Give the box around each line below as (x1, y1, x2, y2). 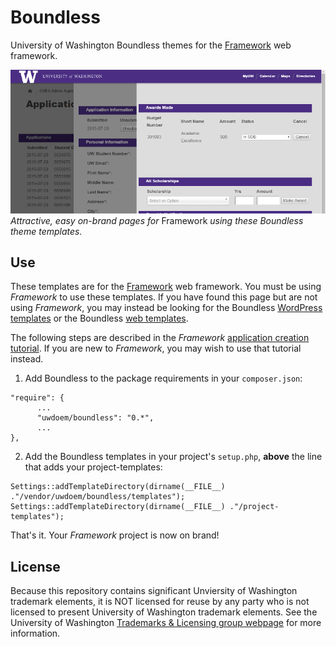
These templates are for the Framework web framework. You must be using (10, 281, 322, 293)
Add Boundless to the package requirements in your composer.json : (24, 372, 303, 385)
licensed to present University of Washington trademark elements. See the (10, 606, 318, 618)
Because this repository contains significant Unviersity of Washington (10, 585, 298, 597)
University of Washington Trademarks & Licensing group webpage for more (10, 617, 322, 629)
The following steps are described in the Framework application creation (10, 332, 310, 344)
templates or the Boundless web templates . (10, 312, 189, 325)
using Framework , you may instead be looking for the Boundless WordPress (10, 302, 323, 314)
